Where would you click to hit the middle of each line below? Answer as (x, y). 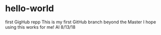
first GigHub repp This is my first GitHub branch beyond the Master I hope (80, 22)
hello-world (30, 9)
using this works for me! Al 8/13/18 (40, 27)
